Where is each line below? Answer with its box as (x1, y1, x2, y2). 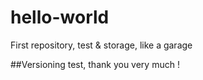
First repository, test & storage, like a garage (10, 39, 193, 51)
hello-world (10, 6, 110, 29)
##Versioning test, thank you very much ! (10, 58, 180, 70)
